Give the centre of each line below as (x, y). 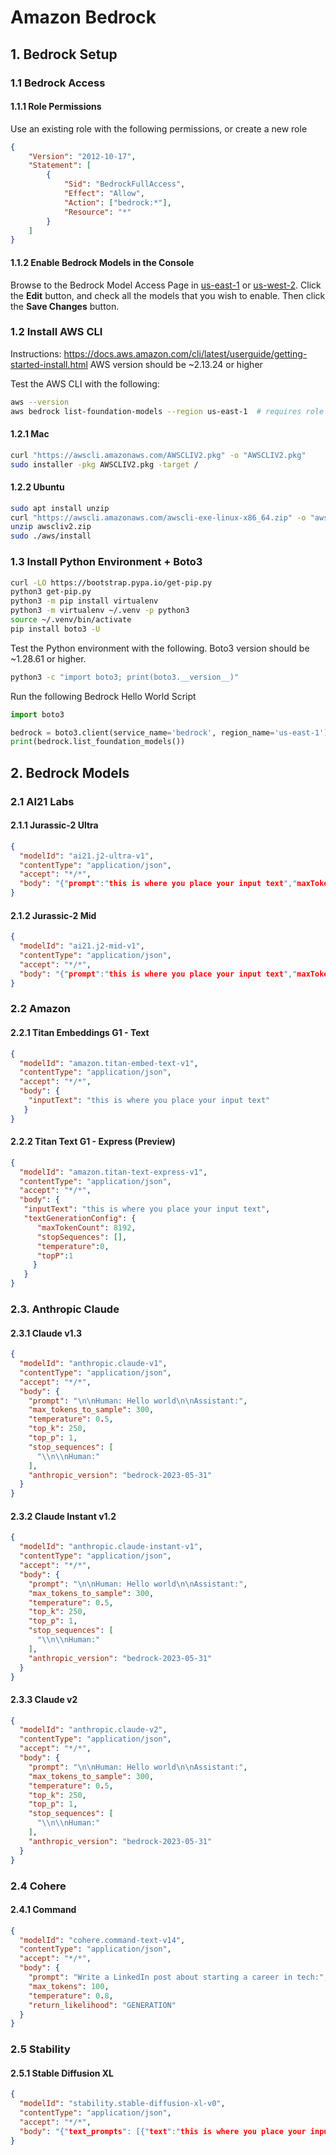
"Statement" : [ (60, 166)
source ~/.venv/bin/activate (71, 620)
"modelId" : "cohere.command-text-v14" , (102, 1940)
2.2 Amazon (40, 1009)
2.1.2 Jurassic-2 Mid (53, 915)
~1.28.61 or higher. (48, 658)
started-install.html (49, 364)
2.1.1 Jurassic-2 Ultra (54, 825)
